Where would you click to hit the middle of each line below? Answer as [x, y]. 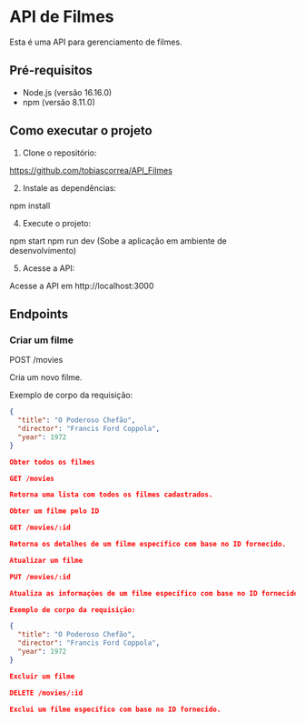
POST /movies [36, 360]
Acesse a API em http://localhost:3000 [82, 286]
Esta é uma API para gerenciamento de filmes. [96, 42]
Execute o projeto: [57, 223]
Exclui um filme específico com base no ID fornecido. [115, 709]
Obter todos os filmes [52, 462]
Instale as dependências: [69, 187]
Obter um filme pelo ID [54, 511]
